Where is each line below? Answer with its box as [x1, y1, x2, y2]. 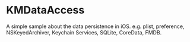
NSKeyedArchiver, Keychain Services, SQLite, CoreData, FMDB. [6, 29, 162, 36]
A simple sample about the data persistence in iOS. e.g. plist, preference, [6, 23, 185, 30]
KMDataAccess [6, 3, 85, 17]
